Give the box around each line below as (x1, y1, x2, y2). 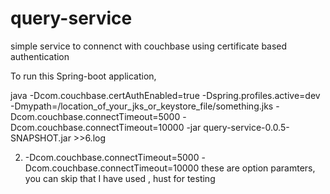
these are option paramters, (201, 162, 316, 174)
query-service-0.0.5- (203, 121, 290, 133)
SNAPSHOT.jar (10, 132, 72, 144)
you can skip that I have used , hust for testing (24, 172, 216, 184)
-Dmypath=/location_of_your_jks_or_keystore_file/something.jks (10, 100, 274, 112)
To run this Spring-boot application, (10, 70, 157, 82)
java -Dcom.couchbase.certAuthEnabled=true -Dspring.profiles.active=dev (10, 89, 321, 101)
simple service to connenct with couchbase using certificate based (10, 40, 288, 52)
